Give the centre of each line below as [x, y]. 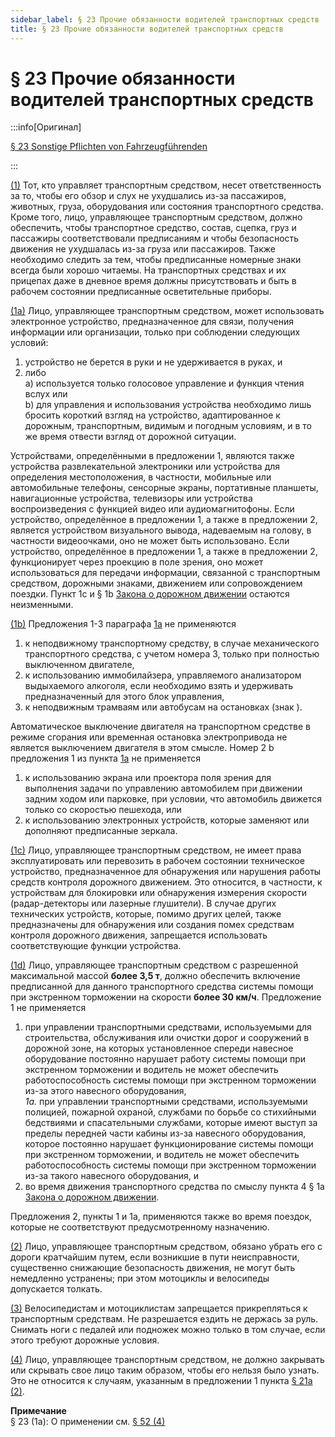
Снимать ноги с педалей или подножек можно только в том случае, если [168, 1330]
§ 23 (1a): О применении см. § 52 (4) [88, 1422]
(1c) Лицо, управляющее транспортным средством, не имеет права [156, 850]
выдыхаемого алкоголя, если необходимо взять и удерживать [159, 686]
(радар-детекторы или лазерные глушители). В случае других [143, 903]
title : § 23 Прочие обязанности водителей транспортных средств [147, 29]
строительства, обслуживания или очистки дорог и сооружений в [167, 1038]
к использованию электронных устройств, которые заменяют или [167, 820]
